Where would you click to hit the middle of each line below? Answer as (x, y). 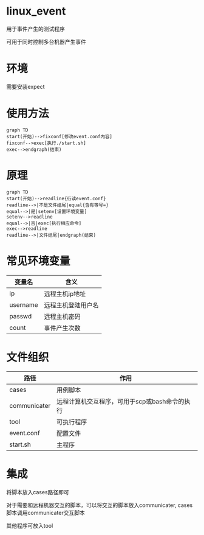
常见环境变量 (39, 261)
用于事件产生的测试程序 (36, 29)
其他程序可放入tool (30, 525)
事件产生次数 (62, 328)
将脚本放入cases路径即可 (38, 492)
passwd (21, 316)
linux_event (36, 11)
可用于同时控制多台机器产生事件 (46, 41)
